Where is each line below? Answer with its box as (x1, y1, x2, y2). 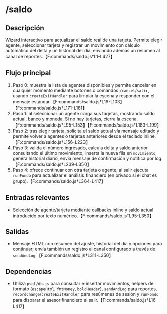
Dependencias (5, 267, 52, 276)
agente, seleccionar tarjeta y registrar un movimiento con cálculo (5, 42, 140, 48)
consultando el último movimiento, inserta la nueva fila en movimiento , (12, 150, 157, 156)
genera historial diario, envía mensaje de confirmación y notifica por (12, 155, 154, 161)
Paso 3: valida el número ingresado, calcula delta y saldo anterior (12, 145, 148, 151)
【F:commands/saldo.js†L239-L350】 (12, 161, 92, 167)
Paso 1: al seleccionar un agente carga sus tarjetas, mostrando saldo (12, 110, 155, 116)
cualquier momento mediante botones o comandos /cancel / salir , (12, 87, 150, 93)
